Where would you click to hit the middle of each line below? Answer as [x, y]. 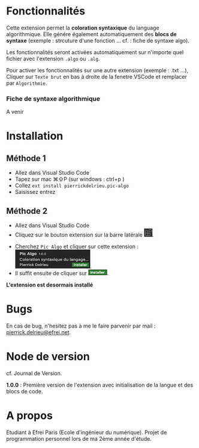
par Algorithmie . [27, 83]
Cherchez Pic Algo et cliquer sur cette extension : [77, 247]
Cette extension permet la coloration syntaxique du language [83, 28]
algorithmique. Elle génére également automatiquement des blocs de [91, 34]
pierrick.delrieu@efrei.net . [39, 332]
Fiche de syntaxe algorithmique [53, 99]
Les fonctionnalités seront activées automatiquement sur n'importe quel [95, 52]
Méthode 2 [27, 211]
